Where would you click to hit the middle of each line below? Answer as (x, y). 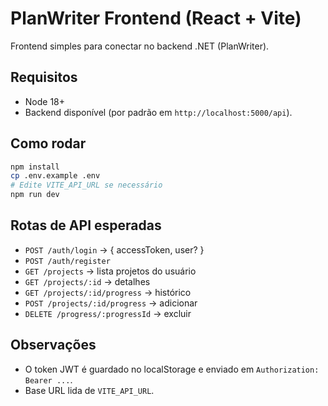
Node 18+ (45, 101)
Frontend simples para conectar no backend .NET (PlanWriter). (140, 46)
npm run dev (35, 195)
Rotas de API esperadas (86, 225)
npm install (35, 167)
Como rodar (48, 143)
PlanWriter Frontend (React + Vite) (156, 18)
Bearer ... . (48, 379)
